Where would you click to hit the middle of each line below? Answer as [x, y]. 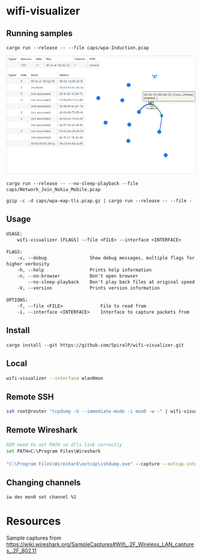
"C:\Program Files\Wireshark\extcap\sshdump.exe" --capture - [86, 464]
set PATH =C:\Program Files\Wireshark [54, 451]
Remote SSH [30, 397]
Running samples [40, 33]
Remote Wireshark [42, 430]
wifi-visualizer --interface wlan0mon [55, 378]
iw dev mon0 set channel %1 [41, 497]
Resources [34, 521]
